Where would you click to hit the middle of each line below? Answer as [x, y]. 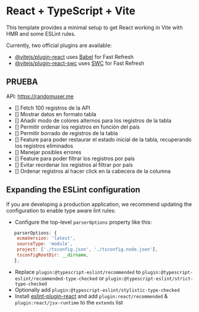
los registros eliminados [44, 146]
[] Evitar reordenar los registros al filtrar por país [74, 164]
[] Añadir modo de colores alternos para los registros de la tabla [93, 120]
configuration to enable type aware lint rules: [61, 210]
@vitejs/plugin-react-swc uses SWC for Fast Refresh [79, 63]
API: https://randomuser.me [40, 96]
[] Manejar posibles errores [48, 152]
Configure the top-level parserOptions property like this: [83, 222]
